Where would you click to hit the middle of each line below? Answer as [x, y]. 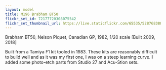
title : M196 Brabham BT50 [32, 14]
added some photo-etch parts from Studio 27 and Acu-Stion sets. [72, 62]
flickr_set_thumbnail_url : [33, 23]
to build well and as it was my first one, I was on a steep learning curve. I [79, 57]
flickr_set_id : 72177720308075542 [41, 19]
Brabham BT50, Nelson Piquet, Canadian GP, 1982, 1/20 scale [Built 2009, [80, 37]
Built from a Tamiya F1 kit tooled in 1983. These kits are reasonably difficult [81, 52]
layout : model [20, 10]
